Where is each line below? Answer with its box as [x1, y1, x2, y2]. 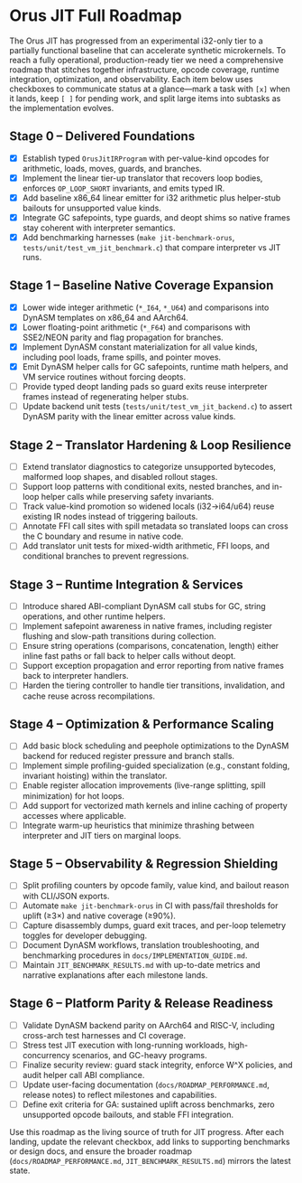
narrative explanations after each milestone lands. [22, 969, 208, 981]
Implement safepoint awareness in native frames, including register [22, 621, 273, 632]
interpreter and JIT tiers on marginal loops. [22, 830, 182, 840]
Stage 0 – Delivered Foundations [9, 128, 196, 145]
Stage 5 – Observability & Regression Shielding [9, 856, 279, 872]
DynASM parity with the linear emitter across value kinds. [22, 411, 236, 422]
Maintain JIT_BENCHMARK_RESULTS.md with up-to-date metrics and [22, 959, 261, 970]
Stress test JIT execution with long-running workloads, [22, 1039, 227, 1050]
